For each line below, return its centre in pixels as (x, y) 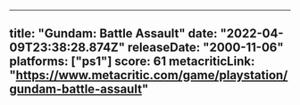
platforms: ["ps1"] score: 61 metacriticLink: (132, 62)
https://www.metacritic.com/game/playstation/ (152, 75)
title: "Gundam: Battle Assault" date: (113, 33)
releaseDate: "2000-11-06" (206, 48)
